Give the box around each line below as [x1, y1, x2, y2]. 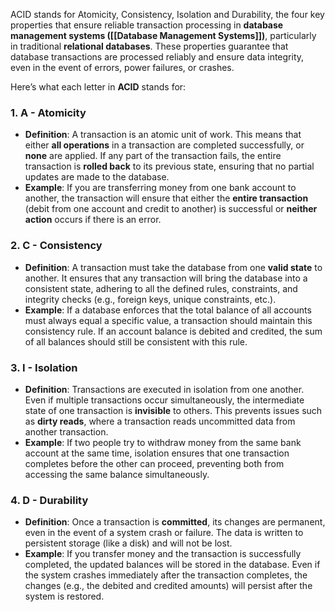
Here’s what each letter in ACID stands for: [10, 81, 187, 93]
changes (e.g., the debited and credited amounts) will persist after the [24, 580, 313, 592]
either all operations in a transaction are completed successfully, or [24, 139, 305, 151]
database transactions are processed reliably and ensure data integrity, [10, 51, 305, 63]
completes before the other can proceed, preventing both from [24, 457, 285, 469]
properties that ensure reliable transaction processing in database [10, 19, 284, 31]
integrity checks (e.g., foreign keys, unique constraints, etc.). [24, 293, 277, 305]
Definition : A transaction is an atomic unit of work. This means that [24, 129, 302, 141]
